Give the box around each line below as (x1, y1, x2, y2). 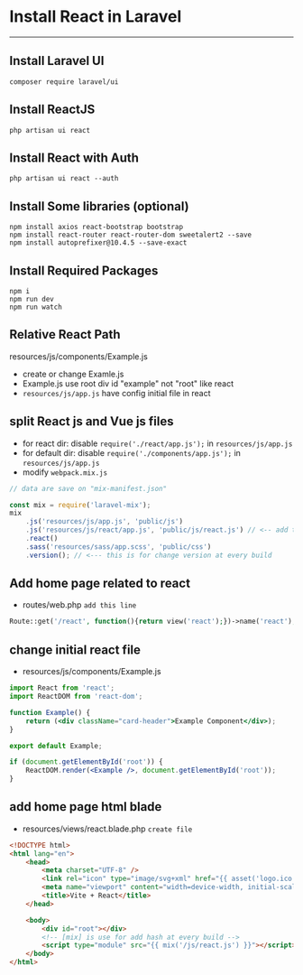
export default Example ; (9, 741, 103, 750)
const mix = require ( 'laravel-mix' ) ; (9, 500, 151, 509)
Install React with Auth (9, 150, 140, 165)
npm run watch (9, 302, 63, 311)
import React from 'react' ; (9, 683, 115, 692)
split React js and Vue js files (9, 413, 174, 430)
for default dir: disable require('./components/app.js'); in (22, 447, 242, 458)
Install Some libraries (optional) (9, 199, 189, 214)
